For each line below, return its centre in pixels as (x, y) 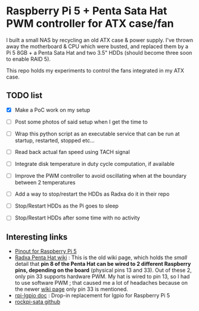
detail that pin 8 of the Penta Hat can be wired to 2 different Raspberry (103, 264)
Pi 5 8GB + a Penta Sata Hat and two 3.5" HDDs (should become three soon (99, 52)
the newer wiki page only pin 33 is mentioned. (71, 289)
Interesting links (37, 237)
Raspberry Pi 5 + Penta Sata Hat (87, 11)
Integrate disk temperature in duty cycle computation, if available (94, 164)
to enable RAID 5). (29, 59)
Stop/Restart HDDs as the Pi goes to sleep (67, 206)
